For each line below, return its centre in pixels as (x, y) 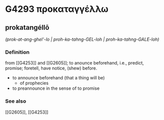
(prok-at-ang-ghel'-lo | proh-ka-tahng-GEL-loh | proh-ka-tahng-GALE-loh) (82, 39)
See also (16, 101)
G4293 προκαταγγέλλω (57, 9)
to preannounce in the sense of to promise (56, 88)
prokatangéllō (27, 28)
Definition (17, 52)
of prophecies (34, 83)
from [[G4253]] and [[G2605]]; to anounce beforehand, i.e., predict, (75, 63)
